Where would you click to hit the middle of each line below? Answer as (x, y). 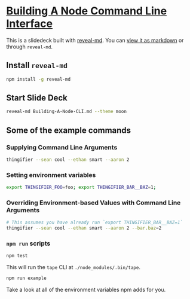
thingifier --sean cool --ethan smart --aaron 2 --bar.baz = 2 (84, 228)
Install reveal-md (37, 65)
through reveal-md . (29, 47)
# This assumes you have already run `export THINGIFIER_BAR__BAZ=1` (95, 222)
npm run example (26, 278)
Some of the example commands (69, 130)
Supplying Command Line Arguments (62, 147)
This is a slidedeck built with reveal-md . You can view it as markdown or (95, 40)
